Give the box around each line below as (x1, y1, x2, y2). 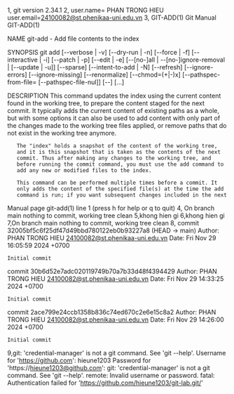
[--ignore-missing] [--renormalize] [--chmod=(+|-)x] (28, 70, 181, 79)
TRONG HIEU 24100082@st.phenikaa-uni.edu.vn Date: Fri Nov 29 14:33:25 (7, 275, 224, 283)
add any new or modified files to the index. (16, 167, 152, 174)
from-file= (7, 78, 37, 86)
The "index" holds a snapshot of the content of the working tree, (16, 143, 218, 150)
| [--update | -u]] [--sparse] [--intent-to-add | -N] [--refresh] (7, 63, 183, 71)
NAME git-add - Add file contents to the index (7, 34, 139, 43)
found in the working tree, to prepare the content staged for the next (7, 99, 205, 107)
